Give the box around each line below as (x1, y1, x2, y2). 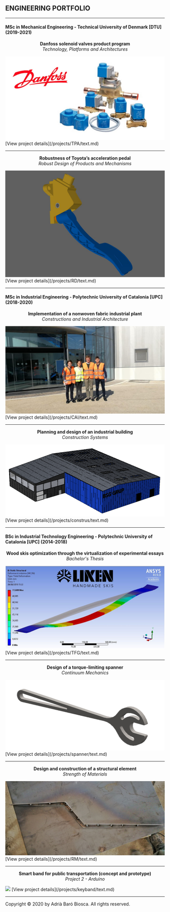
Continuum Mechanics (61, 670, 109, 676)
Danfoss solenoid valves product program (39, 41, 131, 47)
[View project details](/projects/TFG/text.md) (5, 650, 100, 656)
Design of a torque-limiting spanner (47, 664, 123, 671)
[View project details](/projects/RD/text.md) (5, 277, 97, 283)
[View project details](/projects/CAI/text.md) (5, 414, 98, 420)
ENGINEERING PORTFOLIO (5, 4, 91, 13)
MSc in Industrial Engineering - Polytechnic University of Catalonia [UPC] (5, 294, 163, 300)
